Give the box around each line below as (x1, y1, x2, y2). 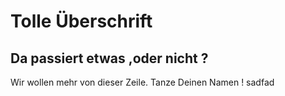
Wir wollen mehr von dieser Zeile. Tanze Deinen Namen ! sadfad (10, 76, 275, 88)
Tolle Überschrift (10, 10, 153, 33)
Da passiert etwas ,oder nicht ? (10, 50, 209, 67)
